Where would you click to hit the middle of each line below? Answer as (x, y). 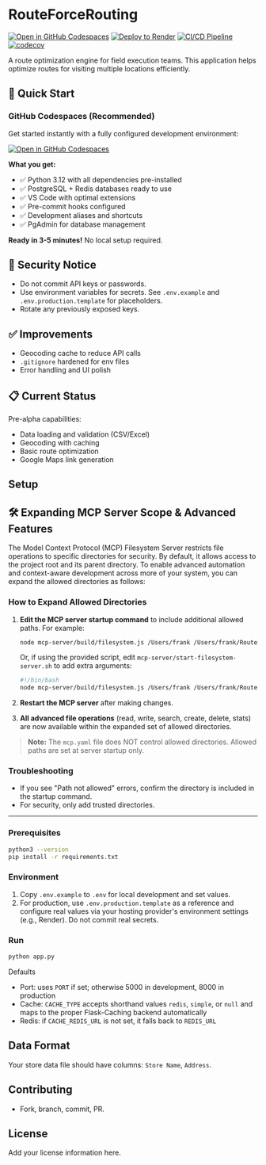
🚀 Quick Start (42, 94)
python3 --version (38, 850)
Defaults (22, 972)
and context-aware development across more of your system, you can (123, 573)
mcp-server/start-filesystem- (187, 658)
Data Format (39, 1046)
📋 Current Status (52, 396)
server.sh (36, 667)
